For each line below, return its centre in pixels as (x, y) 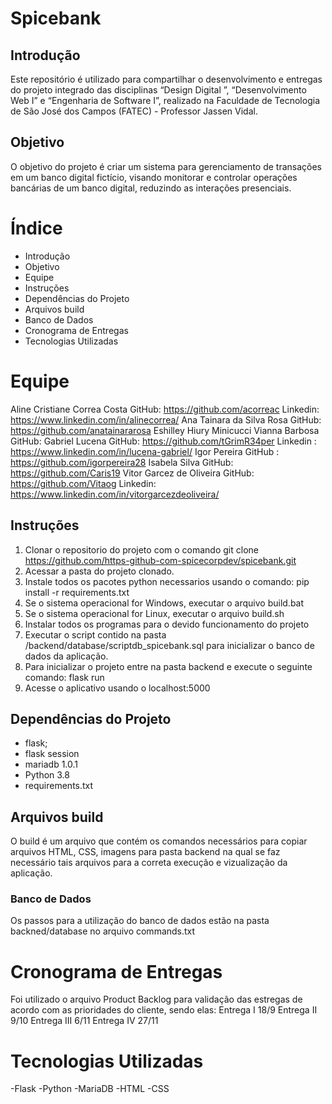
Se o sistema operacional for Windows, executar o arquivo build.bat (164, 603)
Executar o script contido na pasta (95, 634)
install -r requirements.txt (77, 592)
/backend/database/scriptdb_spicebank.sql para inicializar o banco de (169, 645)
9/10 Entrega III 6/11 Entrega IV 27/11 (84, 1021)
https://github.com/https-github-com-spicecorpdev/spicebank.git (160, 560)
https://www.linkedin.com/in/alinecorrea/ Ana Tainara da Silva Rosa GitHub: (166, 419)
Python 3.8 (47, 775)
